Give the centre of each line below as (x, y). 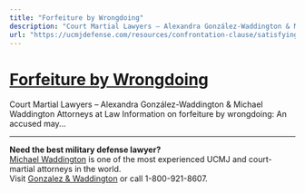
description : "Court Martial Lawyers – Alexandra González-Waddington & (150, 26)
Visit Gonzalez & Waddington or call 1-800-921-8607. (109, 179)
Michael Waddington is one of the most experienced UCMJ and (128, 159)
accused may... (38, 124)
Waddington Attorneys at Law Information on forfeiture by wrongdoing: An (148, 114)
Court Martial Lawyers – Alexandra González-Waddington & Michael (136, 104)
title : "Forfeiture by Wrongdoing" (77, 18)
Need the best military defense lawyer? (85, 150)
